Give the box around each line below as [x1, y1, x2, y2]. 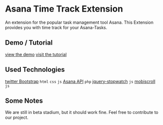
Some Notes [5, 96, 43, 105]
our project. [5, 115, 29, 121]
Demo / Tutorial [5, 39, 53, 47]
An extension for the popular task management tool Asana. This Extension [5, 19, 154, 25]
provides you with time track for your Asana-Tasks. [5, 24, 108, 30]
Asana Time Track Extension [5, 3, 123, 15]
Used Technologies [5, 65, 65, 74]
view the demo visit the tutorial [5, 51, 67, 57]
